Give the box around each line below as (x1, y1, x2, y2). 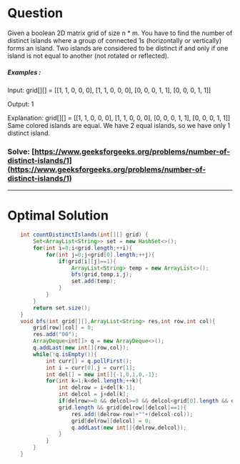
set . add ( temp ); (71, 277, 116, 285)
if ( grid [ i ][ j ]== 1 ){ (58, 257, 116, 265)
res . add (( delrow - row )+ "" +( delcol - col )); (71, 410, 194, 418)
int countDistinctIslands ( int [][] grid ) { (20, 231, 149, 239)
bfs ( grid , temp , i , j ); (71, 271, 133, 278)
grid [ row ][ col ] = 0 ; (33, 324, 94, 332)
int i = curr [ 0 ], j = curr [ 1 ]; (45, 364, 136, 371)
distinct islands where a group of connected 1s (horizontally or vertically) (7, 36, 222, 44)
